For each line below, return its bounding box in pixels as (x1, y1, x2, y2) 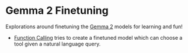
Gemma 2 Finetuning (5, 4, 109, 17)
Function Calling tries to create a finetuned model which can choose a (13, 34, 183, 41)
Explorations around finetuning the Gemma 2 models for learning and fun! (5, 23, 183, 30)
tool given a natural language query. (13, 40, 101, 47)
